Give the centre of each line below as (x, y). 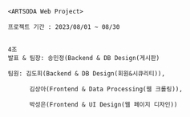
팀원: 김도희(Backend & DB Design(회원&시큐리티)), (87, 74)
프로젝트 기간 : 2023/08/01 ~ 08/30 (64, 27)
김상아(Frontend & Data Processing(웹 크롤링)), (106, 89)
